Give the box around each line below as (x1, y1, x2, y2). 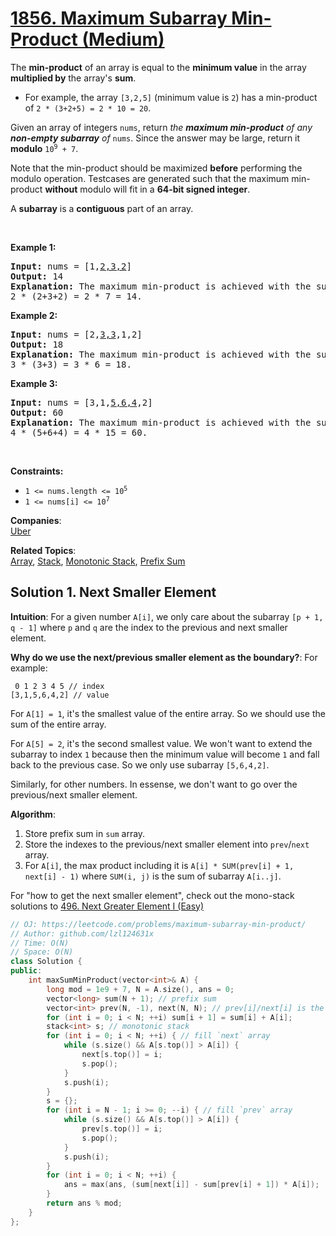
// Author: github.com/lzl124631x (10, 928, 155, 939)
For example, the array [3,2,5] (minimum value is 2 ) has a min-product (24, 91, 318, 103)
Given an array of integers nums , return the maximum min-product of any (10, 121, 313, 133)
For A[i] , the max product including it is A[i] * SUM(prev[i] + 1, (24, 859, 295, 871)
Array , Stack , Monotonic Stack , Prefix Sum (10, 555, 186, 567)
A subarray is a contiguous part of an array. (10, 202, 194, 214)
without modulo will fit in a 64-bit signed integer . (44, 183, 251, 195)
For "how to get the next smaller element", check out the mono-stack (10, 889, 295, 901)
